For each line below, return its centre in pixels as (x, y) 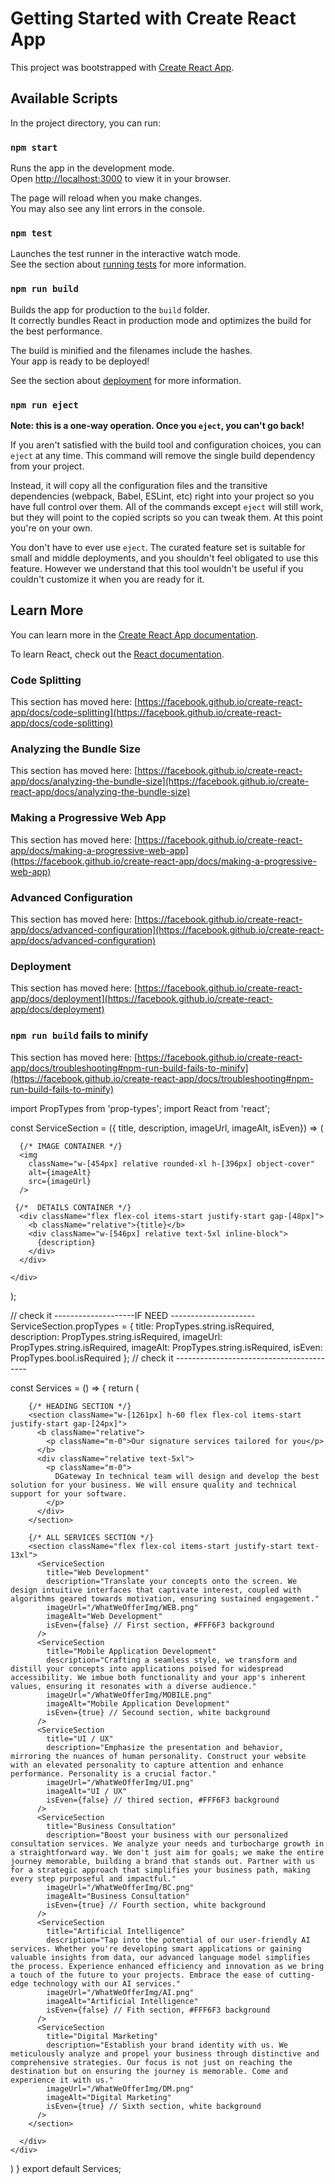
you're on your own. (51, 528)
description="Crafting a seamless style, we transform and (172, 1660)
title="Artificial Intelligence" (116, 1931)
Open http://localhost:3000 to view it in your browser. (121, 179)
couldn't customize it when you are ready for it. (107, 579)
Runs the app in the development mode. (92, 168)
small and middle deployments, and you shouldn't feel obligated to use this (164, 558)
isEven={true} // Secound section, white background (158, 1712)
